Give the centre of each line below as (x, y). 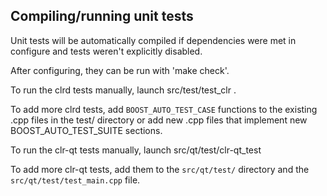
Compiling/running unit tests (102, 16)
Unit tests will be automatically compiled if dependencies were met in (153, 40)
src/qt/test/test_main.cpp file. (75, 180)
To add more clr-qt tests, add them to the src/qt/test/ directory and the (160, 169)
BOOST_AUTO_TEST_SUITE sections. (86, 130)
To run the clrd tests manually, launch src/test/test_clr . (123, 90)
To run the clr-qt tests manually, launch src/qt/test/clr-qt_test (136, 150)
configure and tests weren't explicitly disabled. (106, 51)
